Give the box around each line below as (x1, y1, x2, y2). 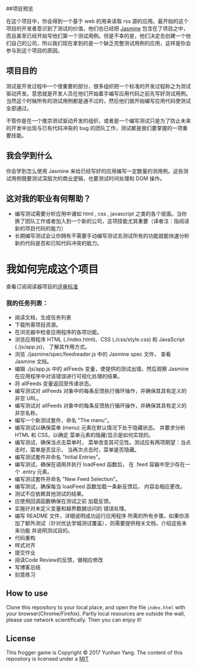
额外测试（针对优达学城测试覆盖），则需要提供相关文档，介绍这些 (25, 519, 182, 526)
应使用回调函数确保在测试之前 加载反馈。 (14, 497, 114, 505)
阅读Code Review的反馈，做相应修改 (14, 556, 104, 563)
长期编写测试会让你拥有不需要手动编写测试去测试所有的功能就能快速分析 (14, 232, 189, 239)
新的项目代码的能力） (14, 225, 66, 232)
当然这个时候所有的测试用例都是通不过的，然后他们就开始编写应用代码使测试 (6, 97, 191, 104)
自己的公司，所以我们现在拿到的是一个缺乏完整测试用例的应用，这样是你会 (11, 40, 191, 46)
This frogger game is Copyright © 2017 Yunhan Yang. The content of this (6, 649, 183, 656)
